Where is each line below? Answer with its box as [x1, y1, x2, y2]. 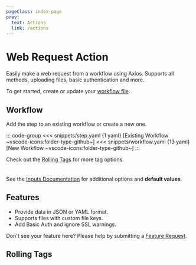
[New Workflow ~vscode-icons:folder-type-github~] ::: [6, 145, 140, 151]
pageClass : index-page [6, 8, 62, 15]
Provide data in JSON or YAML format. [14, 208, 109, 215]
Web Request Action [6, 51, 109, 64]
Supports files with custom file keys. [14, 214, 103, 221]
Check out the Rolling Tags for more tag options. [6, 156, 124, 163]
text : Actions [11, 19, 46, 25]
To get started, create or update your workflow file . [6, 88, 130, 95]
